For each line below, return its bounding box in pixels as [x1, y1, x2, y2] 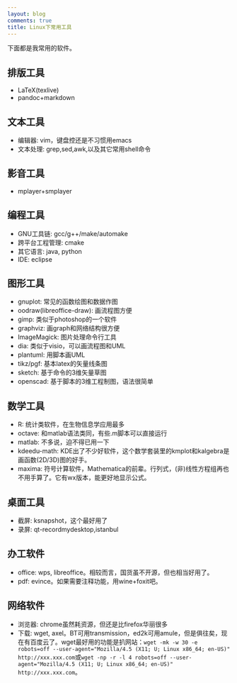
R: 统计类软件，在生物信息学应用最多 [17, 420, 125, 429]
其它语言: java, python [17, 247, 83, 255]
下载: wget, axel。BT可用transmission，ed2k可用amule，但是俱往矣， [17, 628, 221, 637]
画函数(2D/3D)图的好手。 [17, 455, 91, 465]
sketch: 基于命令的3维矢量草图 [17, 368, 108, 377]
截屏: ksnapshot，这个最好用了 [17, 516, 108, 525]
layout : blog [7, 10, 46, 18]
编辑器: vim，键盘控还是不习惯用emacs [17, 136, 132, 144]
